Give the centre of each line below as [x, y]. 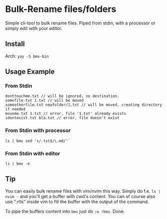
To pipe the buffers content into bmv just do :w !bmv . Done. [65, 211]
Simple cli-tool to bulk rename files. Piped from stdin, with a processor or [80, 23]
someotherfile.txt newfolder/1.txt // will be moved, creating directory [84, 105]
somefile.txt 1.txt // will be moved [44, 101]
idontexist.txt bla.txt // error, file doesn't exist [62, 118]
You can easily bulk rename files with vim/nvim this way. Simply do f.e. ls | [83, 191]
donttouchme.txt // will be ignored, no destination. [62, 96]
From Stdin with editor [33, 153]
